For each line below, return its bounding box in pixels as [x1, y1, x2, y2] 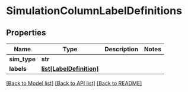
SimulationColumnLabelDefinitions [6, 4, 183, 18]
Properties [6, 28, 46, 38]
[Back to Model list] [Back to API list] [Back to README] [6, 80, 142, 87]
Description [104, 45, 138, 53]
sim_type [9, 55, 36, 63]
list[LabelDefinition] [41, 65, 99, 73]
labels [9, 65, 27, 73]
